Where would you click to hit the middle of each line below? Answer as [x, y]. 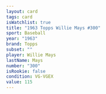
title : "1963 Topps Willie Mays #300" [53, 28]
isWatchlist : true [28, 22]
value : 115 [19, 82]
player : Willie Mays [31, 55]
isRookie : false [26, 71]
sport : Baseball [26, 33]
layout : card [22, 11]
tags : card [19, 17]
